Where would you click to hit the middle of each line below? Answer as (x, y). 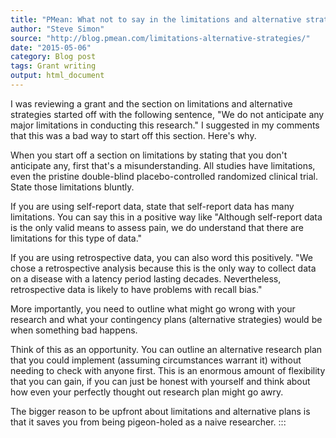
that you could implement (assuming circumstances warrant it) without (156, 360)
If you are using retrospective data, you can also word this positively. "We (161, 257)
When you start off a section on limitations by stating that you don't (149, 155)
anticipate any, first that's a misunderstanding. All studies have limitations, (163, 165)
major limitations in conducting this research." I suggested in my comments (165, 125)
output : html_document (57, 76)
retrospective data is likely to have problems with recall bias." (136, 289)
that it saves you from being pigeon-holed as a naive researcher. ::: (148, 422)
